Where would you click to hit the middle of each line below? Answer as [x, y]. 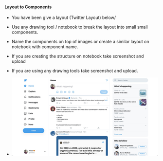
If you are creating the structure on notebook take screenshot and [78, 56]
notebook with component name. [45, 47]
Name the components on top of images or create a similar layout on [80, 42]
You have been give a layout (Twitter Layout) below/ [64, 18]
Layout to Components [28, 7]
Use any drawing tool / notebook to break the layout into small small [80, 27]
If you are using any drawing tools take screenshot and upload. [75, 71]
